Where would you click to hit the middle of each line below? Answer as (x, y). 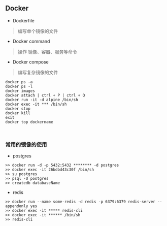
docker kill (18, 113)
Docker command (31, 41)
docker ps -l (19, 86)
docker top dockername (29, 122)
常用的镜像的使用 (26, 144)
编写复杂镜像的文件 (38, 72)
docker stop (18, 109)
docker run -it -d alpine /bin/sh (42, 100)
